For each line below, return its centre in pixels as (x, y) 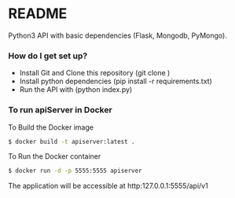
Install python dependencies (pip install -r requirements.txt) (116, 81)
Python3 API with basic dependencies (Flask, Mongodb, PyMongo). (118, 35)
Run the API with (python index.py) (76, 90)
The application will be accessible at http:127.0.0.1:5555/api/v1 (108, 186)
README (38, 14)
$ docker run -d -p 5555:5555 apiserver (75, 171)
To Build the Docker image (51, 127)
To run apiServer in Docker (60, 110)
